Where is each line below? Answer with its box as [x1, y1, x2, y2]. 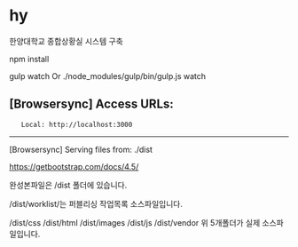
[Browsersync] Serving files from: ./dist [9, 144, 153, 155]
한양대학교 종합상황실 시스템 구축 [9, 36, 124, 46]
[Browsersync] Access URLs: [9, 97, 175, 112]
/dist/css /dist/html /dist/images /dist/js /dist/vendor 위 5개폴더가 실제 [9, 217, 261, 227]
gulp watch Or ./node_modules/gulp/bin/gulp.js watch [9, 70, 207, 81]
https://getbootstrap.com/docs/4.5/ [9, 161, 139, 171]
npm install [9, 53, 50, 64]
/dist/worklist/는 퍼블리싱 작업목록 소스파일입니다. [9, 198, 184, 209]
